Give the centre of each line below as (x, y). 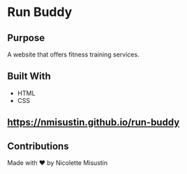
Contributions (38, 146)
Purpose (26, 38)
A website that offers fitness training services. (73, 54)
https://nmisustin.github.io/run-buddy (93, 122)
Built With (29, 76)
